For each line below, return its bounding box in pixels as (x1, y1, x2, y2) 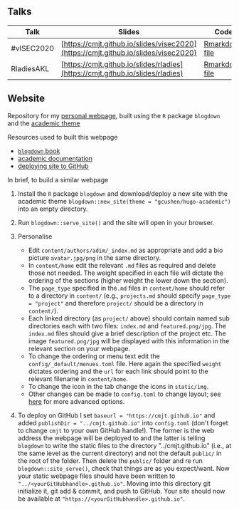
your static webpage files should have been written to (17, 472, 176, 480)
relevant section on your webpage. (28, 344, 131, 353)
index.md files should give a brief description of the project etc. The (28, 329, 226, 338)
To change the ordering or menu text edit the (28, 352, 160, 360)
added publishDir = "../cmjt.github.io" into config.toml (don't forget (17, 418, 229, 427)
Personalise (17, 231, 53, 241)
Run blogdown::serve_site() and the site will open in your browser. (17, 218, 215, 227)
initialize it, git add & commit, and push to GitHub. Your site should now (17, 486, 225, 495)
